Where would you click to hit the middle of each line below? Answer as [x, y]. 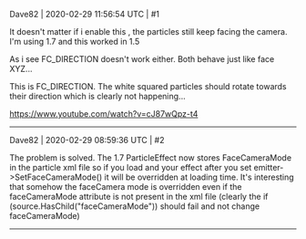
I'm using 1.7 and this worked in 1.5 [75, 42]
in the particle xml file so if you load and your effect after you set [131, 167]
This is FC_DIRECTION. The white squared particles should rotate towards [148, 86]
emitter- [269, 167]
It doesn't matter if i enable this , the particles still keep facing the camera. [148, 31]
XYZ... [21, 69]
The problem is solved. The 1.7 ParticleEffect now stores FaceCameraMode [151, 158]
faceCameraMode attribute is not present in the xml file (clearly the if [139, 197]
